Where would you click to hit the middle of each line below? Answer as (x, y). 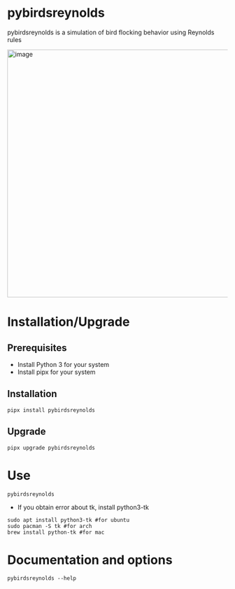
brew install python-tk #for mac (56, 532)
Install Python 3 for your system (63, 364)
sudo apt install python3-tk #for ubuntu (69, 520)
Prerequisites (37, 348)
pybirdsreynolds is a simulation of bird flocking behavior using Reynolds (111, 32)
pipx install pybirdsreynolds (51, 410)
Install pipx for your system (56, 372)
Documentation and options (90, 560)
